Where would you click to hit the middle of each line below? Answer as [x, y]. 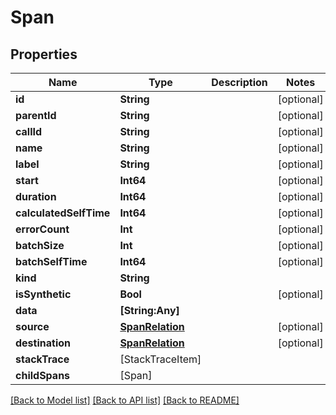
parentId [36, 115]
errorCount [42, 229]
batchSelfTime [51, 261]
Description [239, 82]
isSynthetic [43, 294]
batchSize [40, 245]
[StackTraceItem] [160, 359]
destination [43, 343]
